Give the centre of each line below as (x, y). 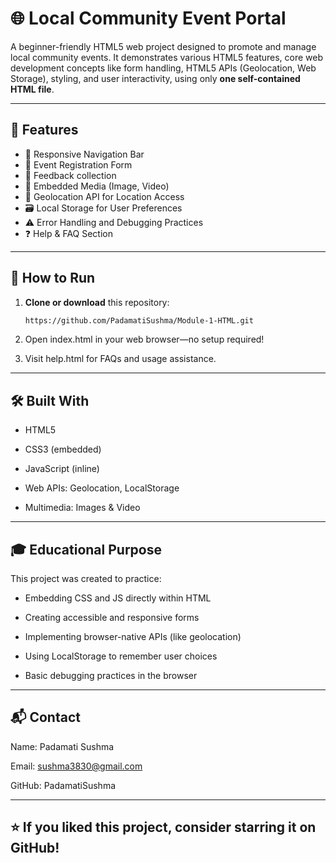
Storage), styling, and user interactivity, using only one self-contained (155, 78)
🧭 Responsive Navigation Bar (84, 154)
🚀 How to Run (53, 278)
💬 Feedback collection (70, 175)
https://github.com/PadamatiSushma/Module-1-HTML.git (139, 320)
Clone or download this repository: (97, 302)
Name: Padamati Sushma (62, 746)
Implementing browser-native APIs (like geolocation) (133, 637)
